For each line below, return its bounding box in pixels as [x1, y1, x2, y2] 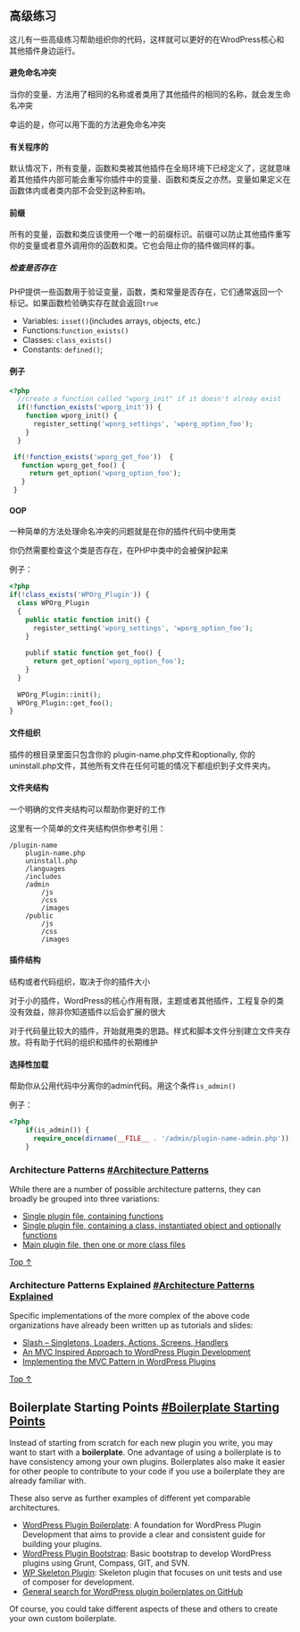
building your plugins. [21, 1539, 103, 1550]
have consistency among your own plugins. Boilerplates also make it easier [9, 1457, 286, 1467]
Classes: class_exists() [21, 335, 112, 346]
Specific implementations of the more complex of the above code [9, 1311, 250, 1321]
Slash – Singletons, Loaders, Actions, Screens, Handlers [21, 1337, 229, 1348]
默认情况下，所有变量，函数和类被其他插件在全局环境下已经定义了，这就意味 [9, 163, 291, 174]
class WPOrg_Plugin [17, 599, 90, 608]
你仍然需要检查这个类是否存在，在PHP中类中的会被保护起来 [9, 545, 229, 556]
